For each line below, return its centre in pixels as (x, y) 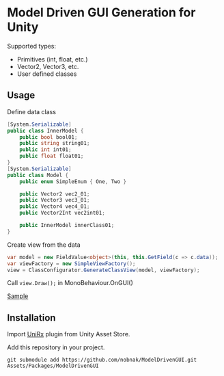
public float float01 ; (52, 156)
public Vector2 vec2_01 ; (55, 194)
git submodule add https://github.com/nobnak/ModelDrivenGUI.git (102, 360)
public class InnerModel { (45, 131)
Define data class (32, 111)
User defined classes (47, 74)
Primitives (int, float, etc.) (52, 59)
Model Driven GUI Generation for (101, 13)
